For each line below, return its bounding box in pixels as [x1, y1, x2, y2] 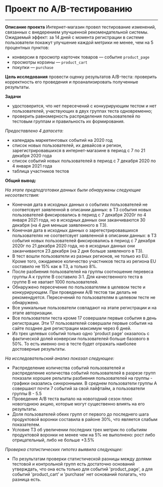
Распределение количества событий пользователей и [12, 365, 125, 370]
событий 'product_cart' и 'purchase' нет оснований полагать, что [12, 471, 147, 477]
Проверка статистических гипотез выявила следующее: [5, 446, 123, 452]
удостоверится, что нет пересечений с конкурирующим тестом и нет [12, 103, 157, 109]
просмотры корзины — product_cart [12, 59, 88, 65]
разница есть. [12, 476, 41, 482]
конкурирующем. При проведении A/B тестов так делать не [12, 289, 137, 295]
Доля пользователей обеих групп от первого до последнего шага [12, 411, 149, 417]
